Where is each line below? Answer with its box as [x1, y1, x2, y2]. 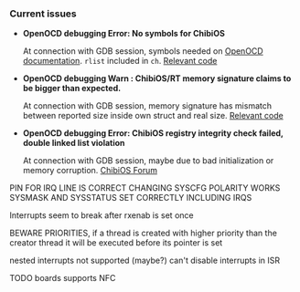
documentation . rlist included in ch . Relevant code [22, 56, 218, 67]
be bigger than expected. [22, 83, 122, 94]
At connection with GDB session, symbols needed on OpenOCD [22, 46, 263, 57]
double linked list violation [22, 138, 125, 149]
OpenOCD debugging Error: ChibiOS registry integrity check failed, [22, 128, 284, 139]
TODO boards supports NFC [9, 273, 116, 284]
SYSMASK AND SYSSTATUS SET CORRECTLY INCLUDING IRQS [9, 193, 252, 203]
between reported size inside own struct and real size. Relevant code [22, 110, 284, 121]
